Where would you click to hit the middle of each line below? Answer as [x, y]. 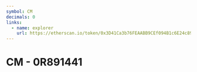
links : [14, 22]
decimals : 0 [21, 17]
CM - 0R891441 [44, 62]
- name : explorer [33, 28]
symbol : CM [19, 11]
